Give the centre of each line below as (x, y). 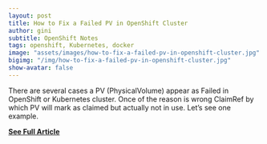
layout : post (30, 16)
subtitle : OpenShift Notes (53, 38)
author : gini (30, 30)
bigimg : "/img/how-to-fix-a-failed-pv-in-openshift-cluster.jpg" (119, 61)
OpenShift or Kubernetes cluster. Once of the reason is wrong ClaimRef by (131, 99)
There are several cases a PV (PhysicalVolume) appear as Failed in (119, 90)
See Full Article (34, 131)
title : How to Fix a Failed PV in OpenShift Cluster (98, 23)
